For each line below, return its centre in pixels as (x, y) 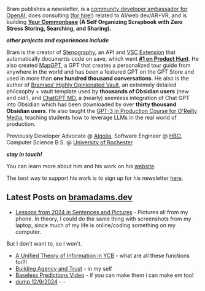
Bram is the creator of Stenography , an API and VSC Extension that (91, 52)
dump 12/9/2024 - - (40, 281)
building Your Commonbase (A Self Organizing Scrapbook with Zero (95, 22)
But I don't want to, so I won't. (44, 243)
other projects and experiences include (58, 40)
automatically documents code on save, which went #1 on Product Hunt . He (103, 59)
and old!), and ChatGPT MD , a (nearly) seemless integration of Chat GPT (98, 98)
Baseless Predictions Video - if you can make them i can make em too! (104, 275)
